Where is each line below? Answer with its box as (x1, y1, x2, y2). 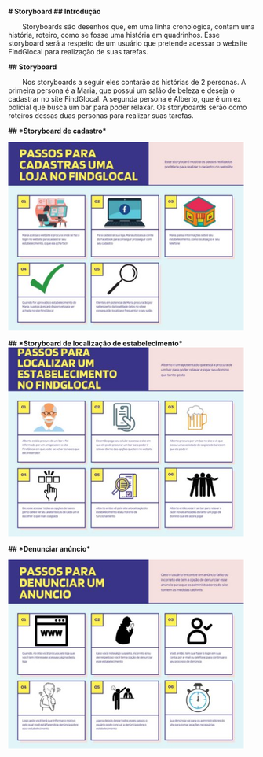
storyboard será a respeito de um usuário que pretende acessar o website (8, 39, 248, 48)
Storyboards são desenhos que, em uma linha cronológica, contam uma (22, 22, 255, 31)
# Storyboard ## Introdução (8, 7, 101, 16)
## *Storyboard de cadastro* (8, 126, 107, 135)
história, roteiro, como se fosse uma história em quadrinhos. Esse (8, 31, 220, 39)
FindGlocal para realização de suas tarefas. (8, 47, 149, 56)
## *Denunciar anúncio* (8, 545, 91, 553)
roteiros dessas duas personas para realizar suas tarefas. (8, 111, 194, 120)
